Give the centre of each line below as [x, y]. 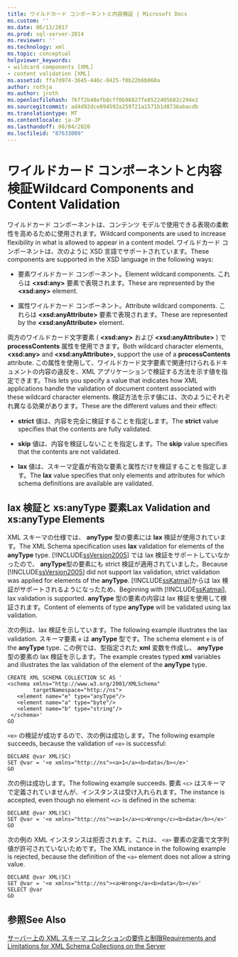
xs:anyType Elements [56, 519]
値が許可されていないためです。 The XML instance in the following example [117, 849]
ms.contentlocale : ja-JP [44, 120]
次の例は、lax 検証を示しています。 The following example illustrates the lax [118, 630]
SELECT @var [25, 890]
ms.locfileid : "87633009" [45, 133]
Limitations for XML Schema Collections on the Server [87, 946]
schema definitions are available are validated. [86, 483]
